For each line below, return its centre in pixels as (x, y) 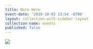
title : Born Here (23, 10)
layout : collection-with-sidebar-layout (47, 19)
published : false (23, 28)
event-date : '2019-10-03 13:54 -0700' (45, 14)
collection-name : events (30, 23)
